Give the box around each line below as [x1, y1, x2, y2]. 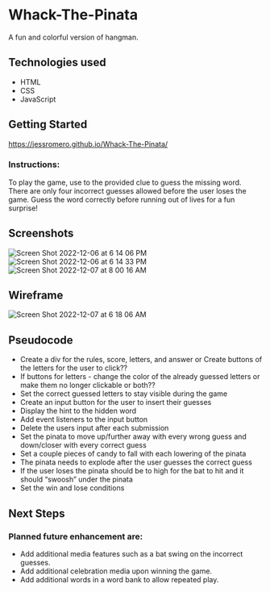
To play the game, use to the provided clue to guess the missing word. [8, 177, 242, 187]
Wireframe [8, 289, 64, 302]
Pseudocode [8, 333, 74, 347]
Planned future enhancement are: [8, 531, 143, 542]
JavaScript [19, 94, 56, 104]
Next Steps [8, 507, 65, 520]
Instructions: [8, 159, 60, 170]
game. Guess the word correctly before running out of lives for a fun [8, 194, 235, 204]
